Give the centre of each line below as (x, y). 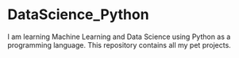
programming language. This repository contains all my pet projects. (119, 44)
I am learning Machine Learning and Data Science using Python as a (119, 37)
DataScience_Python (78, 15)
